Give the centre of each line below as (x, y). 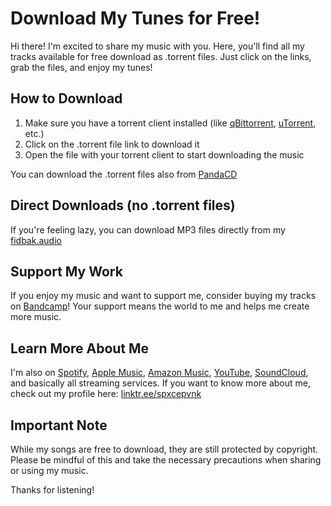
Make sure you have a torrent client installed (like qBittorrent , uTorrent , (170, 123)
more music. (36, 317)
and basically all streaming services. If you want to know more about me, (160, 383)
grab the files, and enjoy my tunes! (81, 67)
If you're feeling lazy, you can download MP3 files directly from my (148, 229)
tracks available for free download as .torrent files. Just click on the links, (161, 56)
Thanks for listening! (52, 490)
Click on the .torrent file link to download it (112, 144)
